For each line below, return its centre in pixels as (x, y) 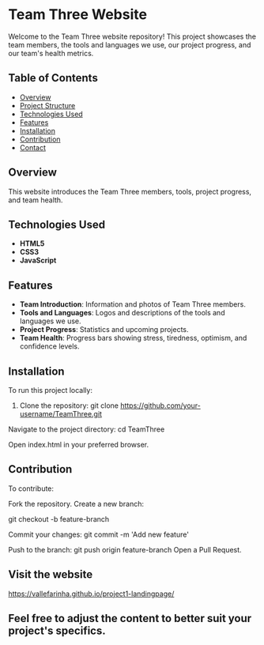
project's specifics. (57, 631)
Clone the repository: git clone (69, 405)
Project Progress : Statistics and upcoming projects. (104, 330)
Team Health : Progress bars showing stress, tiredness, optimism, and (133, 338)
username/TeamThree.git (61, 414)
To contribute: (31, 488)
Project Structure (47, 105)
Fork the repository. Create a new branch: (76, 504)
